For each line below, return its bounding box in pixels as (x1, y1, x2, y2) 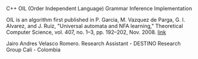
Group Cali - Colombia (6, 46, 61, 53)
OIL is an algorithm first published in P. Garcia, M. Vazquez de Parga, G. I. (6, 16, 186, 23)
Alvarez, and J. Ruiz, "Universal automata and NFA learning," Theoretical (6, 23, 183, 29)
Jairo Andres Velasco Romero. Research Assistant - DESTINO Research (6, 40, 181, 47)
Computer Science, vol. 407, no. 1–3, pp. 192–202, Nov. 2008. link (6, 29, 167, 36)
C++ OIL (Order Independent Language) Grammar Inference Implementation (6, 5, 193, 12)
